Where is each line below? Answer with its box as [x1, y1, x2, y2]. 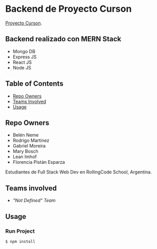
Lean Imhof [12, 154, 37, 160]
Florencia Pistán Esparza [12, 159, 65, 165]
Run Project [5, 228, 35, 235]
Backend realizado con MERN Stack [5, 35, 122, 43]
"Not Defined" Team [12, 197, 56, 204]
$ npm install [5, 239, 36, 244]
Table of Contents [5, 80, 64, 88]
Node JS [12, 64, 32, 70]
